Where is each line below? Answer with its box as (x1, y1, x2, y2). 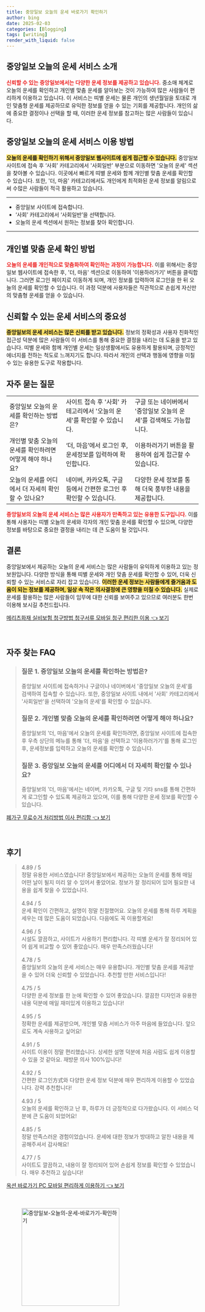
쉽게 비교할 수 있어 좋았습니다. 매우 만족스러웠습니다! (27, 942, 154, 950)
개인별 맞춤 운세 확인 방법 (6, 244, 96, 254)
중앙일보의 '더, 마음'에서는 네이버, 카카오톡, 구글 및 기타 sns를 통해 (21, 785, 180, 793)
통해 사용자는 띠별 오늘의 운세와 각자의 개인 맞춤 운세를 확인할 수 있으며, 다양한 (6, 519, 193, 526)
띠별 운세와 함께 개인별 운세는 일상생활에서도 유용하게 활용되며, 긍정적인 (24, 344, 195, 351)
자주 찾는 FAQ (6, 647, 56, 658)
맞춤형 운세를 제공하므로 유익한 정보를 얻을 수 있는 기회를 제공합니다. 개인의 (12, 101, 192, 109)
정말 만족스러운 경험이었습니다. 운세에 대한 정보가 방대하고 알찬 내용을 (21, 1132, 188, 1140)
